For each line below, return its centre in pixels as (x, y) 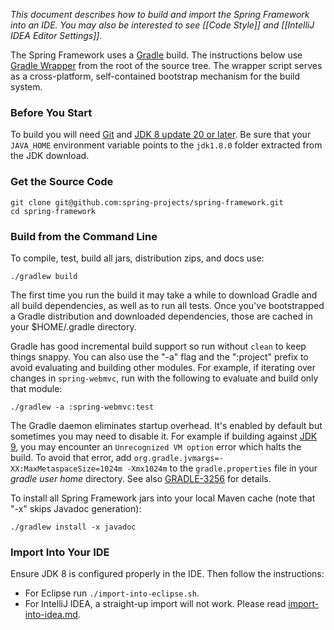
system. (26, 87)
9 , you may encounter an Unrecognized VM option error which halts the (156, 446)
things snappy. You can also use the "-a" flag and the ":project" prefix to (159, 356)
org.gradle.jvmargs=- (178, 458)
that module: (36, 388)
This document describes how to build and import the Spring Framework (160, 14)
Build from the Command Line (84, 236)
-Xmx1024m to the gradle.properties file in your (222, 468)
